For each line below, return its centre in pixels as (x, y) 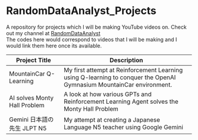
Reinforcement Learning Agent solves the (121, 101)
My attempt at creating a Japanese (112, 119)
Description (126, 60)
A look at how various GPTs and (108, 94)
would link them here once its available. (54, 46)
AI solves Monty (32, 98)
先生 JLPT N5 (28, 128)
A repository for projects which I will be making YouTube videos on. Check (96, 27)
